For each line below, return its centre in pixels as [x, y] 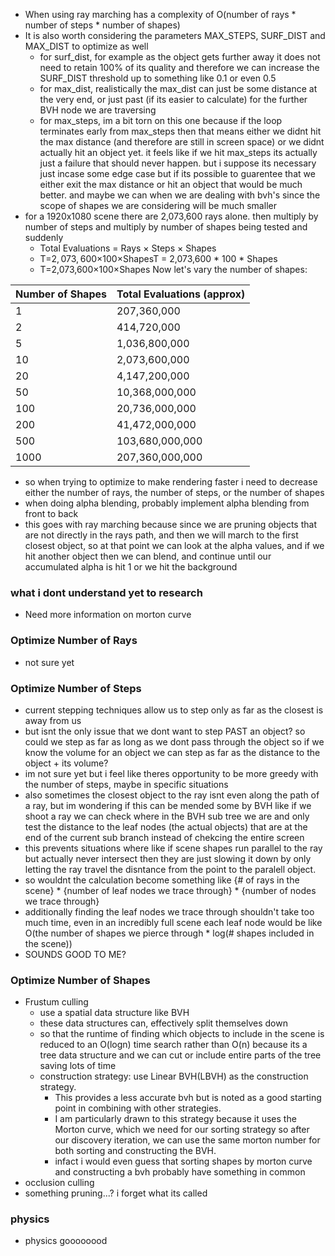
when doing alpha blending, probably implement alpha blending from [167, 503]
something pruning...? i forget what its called [116, 1193]
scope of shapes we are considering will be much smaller [158, 205]
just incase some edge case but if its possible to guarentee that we [177, 173]
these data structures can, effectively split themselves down [163, 1023]
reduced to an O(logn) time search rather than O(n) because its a [173, 1045]
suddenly [44, 237]
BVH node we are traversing [98, 110]
